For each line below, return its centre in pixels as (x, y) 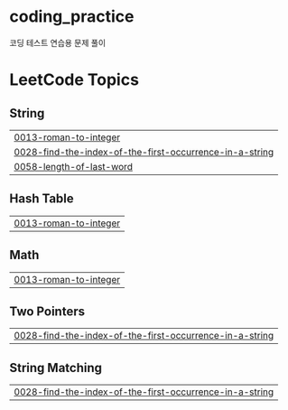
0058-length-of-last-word (74, 166)
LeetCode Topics (74, 80)
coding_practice (72, 17)
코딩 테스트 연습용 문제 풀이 (58, 42)
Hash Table (42, 199)
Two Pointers (47, 311)
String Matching (56, 368)
